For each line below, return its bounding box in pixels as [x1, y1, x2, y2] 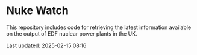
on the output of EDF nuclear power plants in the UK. [6, 30, 137, 37]
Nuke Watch [6, 4, 69, 18]
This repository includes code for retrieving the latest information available [6, 24, 192, 31]
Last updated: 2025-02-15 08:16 [6, 42, 87, 49]
